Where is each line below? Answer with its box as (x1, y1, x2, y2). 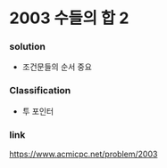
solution (9, 41, 46, 53)
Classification (9, 84, 71, 97)
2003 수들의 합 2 (9, 8, 129, 28)
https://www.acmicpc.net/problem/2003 (9, 148, 158, 160)
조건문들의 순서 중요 (21, 61, 92, 72)
